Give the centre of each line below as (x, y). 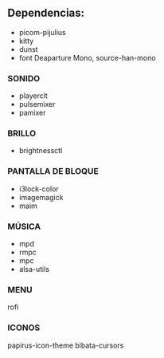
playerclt (33, 96)
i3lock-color (39, 189)
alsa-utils (34, 269)
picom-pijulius (42, 32)
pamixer (32, 113)
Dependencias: (46, 13)
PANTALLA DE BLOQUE (53, 171)
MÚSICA (24, 226)
